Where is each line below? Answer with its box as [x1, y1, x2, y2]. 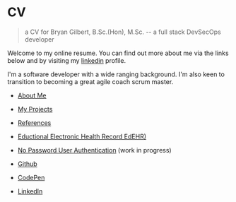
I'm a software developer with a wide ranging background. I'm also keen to [7, 70, 225, 78]
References [17, 118, 52, 127]
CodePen [17, 173, 45, 182]
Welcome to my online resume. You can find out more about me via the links [7, 49, 229, 57]
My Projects [17, 105, 53, 113]
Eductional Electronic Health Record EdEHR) [17, 132, 147, 141]
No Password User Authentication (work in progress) [17, 145, 172, 154]
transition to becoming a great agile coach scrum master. [7, 77, 174, 85]
